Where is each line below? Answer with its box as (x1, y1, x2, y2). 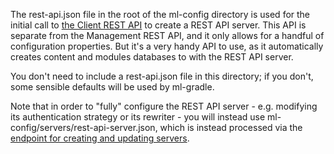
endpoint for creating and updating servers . (10, 132, 190, 144)
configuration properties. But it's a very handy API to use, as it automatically (10, 40, 324, 52)
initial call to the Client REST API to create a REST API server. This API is (10, 19, 307, 31)
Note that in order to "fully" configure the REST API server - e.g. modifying (10, 100, 318, 112)
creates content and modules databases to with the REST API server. (10, 51, 294, 63)
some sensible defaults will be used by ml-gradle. (10, 81, 215, 93)
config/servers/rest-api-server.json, (10, 122, 158, 133)
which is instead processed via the (159, 122, 303, 133)
